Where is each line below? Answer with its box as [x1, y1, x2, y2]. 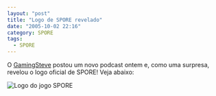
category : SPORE [7, 29, 53, 36]
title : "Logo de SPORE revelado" [7, 16, 103, 23]
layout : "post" [7, 10, 51, 17]
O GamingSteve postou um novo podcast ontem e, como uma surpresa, [7, 61, 210, 69]
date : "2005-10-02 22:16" [7, 23, 81, 29]
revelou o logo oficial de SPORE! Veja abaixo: [7, 68, 134, 76]
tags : [7, 36, 23, 43]
